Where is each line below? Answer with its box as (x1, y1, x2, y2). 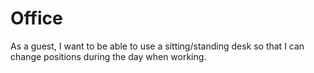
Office (10, 7, 63, 30)
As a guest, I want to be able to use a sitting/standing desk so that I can (10, 40, 305, 52)
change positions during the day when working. (10, 50, 207, 62)
